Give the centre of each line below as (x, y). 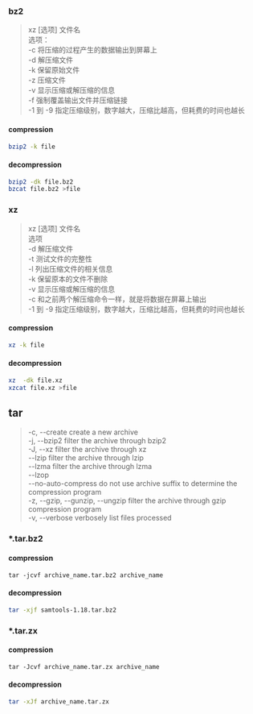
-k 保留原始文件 (54, 70)
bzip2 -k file (32, 147)
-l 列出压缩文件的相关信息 (70, 268)
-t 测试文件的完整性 (60, 259)
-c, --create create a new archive (83, 432)
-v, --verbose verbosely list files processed (100, 518)
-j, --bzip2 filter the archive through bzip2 (97, 441)
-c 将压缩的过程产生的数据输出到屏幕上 (93, 50)
